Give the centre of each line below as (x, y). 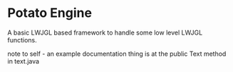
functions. (22, 40)
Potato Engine (50, 13)
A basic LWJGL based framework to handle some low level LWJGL (105, 32)
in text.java (24, 61)
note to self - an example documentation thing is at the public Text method (117, 54)
